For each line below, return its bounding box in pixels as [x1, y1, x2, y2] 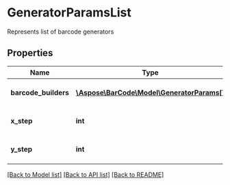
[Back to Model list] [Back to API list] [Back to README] [7, 170, 164, 179]
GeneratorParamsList [7, 5, 131, 21]
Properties [7, 47, 53, 59]
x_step [10, 116, 33, 125]
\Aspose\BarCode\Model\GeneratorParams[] [75, 88, 225, 97]
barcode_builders [10, 88, 70, 97]
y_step [10, 144, 33, 153]
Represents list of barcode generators [7, 27, 114, 36]
